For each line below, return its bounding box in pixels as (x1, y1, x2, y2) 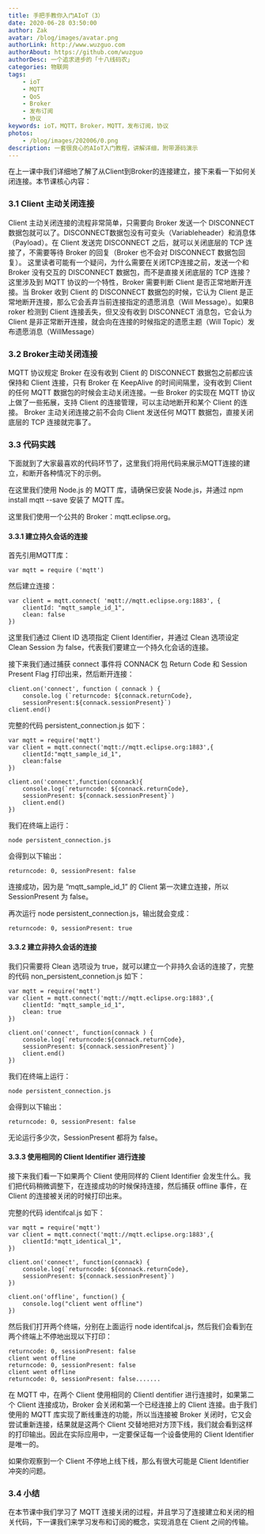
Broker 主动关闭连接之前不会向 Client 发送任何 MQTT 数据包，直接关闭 (23, 407, 255, 416)
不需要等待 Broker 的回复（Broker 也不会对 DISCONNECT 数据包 (28, 247, 239, 257)
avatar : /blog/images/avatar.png (8, 33, 119, 42)
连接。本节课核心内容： (14, 177, 92, 186)
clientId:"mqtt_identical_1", (22, 1237, 123, 1245)
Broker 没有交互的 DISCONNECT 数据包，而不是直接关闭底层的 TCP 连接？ (8, 267, 252, 277)
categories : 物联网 (8, 63, 69, 71)
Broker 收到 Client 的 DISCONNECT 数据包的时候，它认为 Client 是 (30, 287, 247, 297)
